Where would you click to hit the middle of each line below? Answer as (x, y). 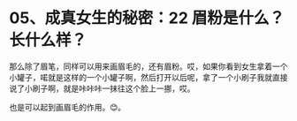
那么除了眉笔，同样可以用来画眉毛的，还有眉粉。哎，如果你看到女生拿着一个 (148, 66)
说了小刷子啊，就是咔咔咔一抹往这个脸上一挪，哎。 (102, 88)
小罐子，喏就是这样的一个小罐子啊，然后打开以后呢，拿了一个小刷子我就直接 (148, 77)
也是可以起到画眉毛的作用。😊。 (68, 107)
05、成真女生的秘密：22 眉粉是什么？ (147, 18)
